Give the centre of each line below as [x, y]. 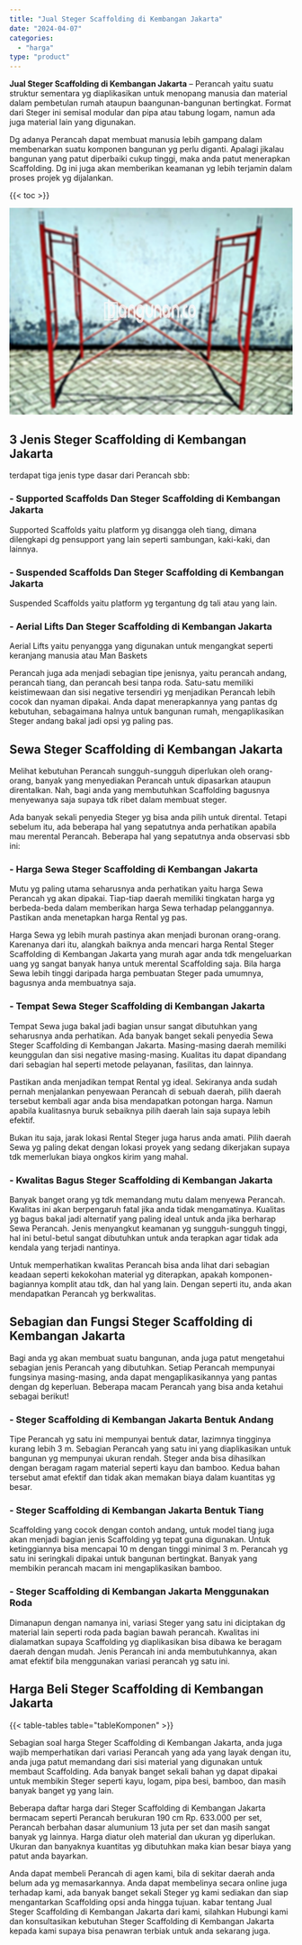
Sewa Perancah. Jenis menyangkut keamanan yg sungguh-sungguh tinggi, [148, 1228]
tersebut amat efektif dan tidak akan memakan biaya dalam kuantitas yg [142, 1477]
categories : [31, 38]
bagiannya [29, 1284]
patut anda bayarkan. [49, 1856]
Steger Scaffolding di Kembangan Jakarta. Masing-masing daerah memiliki [148, 1045]
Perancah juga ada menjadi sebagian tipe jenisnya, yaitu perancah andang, [148, 673]
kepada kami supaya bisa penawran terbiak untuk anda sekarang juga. [140, 1931]
